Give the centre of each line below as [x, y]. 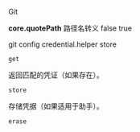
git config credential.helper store [62, 44]
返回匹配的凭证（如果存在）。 [56, 75]
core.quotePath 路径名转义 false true [70, 28]
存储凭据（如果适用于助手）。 [56, 106]
